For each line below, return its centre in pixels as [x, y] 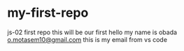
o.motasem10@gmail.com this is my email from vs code [87, 39]
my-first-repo [48, 13]
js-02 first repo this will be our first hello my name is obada [92, 32]
